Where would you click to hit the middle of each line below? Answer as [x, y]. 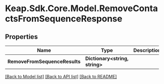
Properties [21, 37]
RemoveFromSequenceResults [44, 61]
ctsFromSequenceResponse [64, 19]
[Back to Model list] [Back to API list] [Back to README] [61, 76]
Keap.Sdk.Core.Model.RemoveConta [82, 8]
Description [147, 50]
